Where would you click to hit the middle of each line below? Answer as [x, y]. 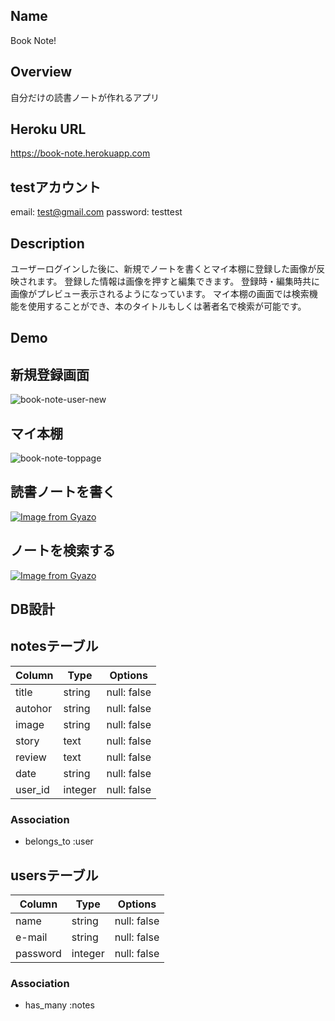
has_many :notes [59, 1005]
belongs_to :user [59, 841]
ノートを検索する [63, 550]
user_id [32, 789]
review [31, 757]
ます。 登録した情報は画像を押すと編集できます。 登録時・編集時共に [178, 281]
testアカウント [56, 187]
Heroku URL [48, 129]
